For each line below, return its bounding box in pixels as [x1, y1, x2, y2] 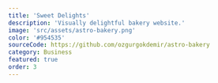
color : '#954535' [8, 33, 66, 42]
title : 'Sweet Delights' [8, 11, 90, 20]
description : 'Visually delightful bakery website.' [8, 19, 186, 27]
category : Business [8, 48, 73, 56]
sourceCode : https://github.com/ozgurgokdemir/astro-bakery [8, 41, 211, 49]
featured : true [8, 56, 58, 64]
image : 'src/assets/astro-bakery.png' [8, 26, 136, 34]
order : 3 [8, 63, 37, 71]
